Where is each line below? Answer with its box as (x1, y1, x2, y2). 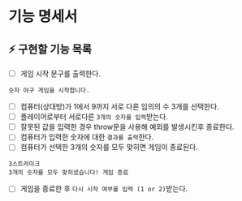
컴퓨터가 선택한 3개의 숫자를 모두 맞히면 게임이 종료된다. (19, 143, 199, 152)
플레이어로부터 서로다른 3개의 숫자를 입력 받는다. (19, 112, 169, 122)
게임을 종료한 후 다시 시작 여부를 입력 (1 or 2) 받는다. (19, 184, 188, 194)
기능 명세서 (8, 7, 78, 26)
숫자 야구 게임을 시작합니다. (8, 87, 90, 95)
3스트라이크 (8, 160, 41, 169)
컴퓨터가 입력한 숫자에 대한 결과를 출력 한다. (19, 132, 154, 142)
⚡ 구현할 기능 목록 (8, 42, 92, 56)
